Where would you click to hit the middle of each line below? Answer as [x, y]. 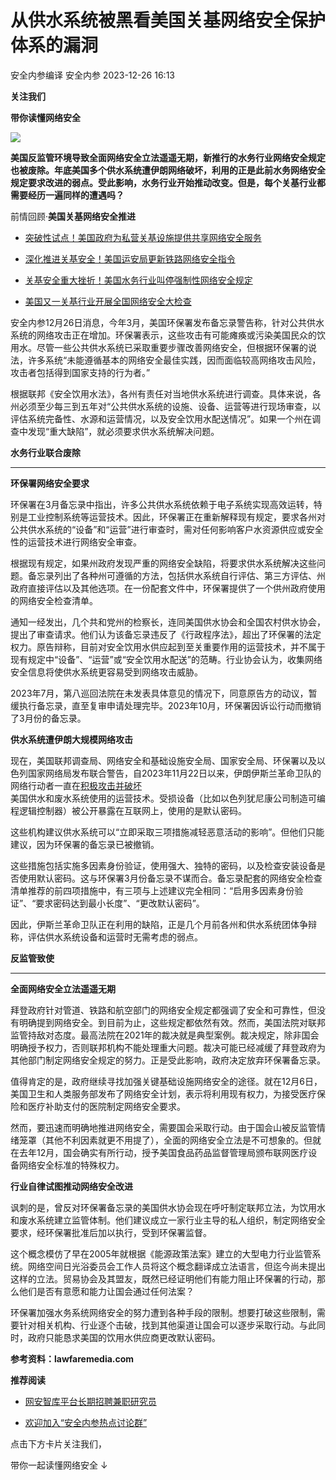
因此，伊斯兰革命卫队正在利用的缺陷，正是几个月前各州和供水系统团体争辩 [163, 924]
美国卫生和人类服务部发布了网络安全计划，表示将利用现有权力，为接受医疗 [163, 1093]
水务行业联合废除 [45, 452]
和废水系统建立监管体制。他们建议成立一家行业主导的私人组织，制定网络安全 [168, 1220]
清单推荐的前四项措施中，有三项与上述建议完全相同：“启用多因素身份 [152, 890]
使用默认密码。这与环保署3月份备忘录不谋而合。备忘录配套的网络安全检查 [170, 878]
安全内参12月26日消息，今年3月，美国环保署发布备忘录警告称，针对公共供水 [167, 322]
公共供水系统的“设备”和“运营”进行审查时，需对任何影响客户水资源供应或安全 [167, 529]
